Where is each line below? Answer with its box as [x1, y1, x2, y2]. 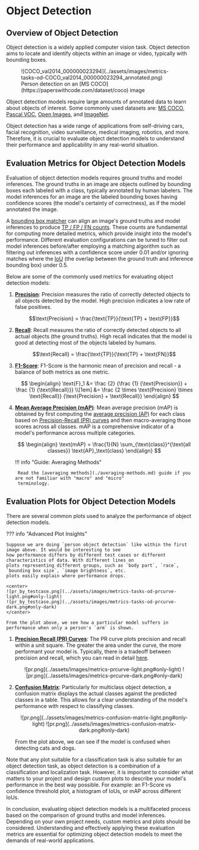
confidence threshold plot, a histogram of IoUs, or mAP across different [6, 787, 181, 794]
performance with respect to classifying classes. [14, 702, 134, 709]
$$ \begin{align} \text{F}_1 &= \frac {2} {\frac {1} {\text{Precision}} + [20, 380, 188, 387]
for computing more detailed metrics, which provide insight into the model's [6, 230, 192, 237]
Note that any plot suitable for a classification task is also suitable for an [6, 756, 182, 763]
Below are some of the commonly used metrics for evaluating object [6, 273, 173, 280]
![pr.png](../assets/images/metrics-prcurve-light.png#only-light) [24, 665, 182, 672]
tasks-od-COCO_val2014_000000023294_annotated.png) [21, 74, 163, 81]
